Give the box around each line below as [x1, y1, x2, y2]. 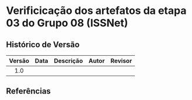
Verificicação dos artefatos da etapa [6, 4, 187, 17]
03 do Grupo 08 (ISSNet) [6, 16, 128, 30]
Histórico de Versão [6, 40, 80, 49]
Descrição [54, 57, 83, 65]
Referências [6, 86, 51, 97]
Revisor [110, 57, 132, 65]
